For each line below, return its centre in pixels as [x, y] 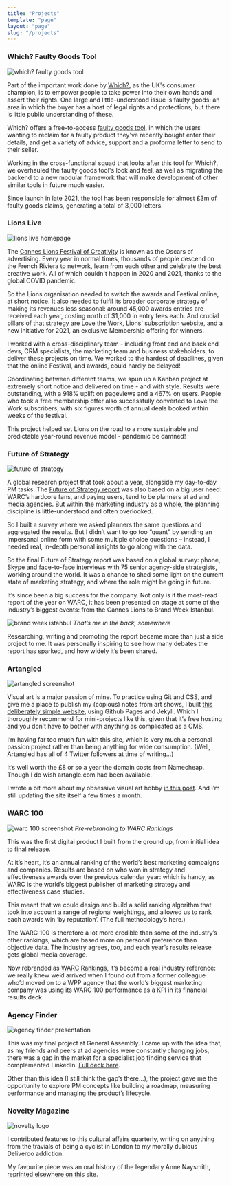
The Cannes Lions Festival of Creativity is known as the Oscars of [100, 251]
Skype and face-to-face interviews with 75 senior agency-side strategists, [112, 567]
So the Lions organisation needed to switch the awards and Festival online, [113, 294]
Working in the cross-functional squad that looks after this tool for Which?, [113, 163]
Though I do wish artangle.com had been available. [80, 775]
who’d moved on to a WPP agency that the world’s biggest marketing [105, 982]
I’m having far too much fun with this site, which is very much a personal [110, 740]
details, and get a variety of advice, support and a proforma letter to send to [115, 142]
